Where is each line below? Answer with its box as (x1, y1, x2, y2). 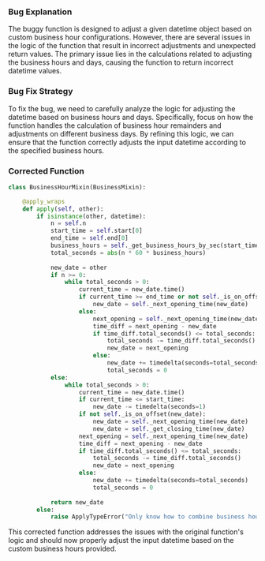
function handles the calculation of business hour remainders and (8, 121, 222, 130)
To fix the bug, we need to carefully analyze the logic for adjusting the (8, 103, 236, 113)
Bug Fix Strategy (8, 86, 73, 97)
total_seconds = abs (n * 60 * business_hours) (50, 249, 207, 256)
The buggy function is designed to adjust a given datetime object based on (8, 24, 252, 34)
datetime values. (8, 66, 62, 76)
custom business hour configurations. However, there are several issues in (8, 32, 251, 42)
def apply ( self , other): (22, 204, 104, 213)
